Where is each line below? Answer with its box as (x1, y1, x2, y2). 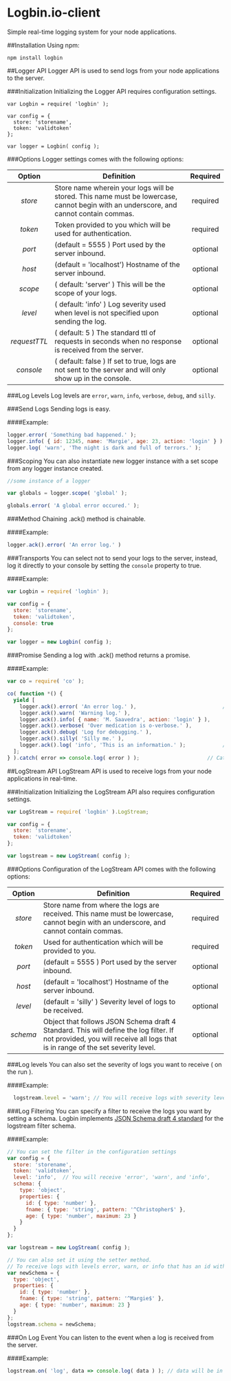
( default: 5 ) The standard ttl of (54, 328, 156, 337)
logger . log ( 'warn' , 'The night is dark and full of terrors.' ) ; (7, 444, 201, 451)
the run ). (7, 1068, 33, 1076)
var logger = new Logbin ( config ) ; (7, 638, 112, 646)
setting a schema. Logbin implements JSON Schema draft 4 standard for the (7, 1114, 224, 1122)
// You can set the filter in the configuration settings (7, 1148, 177, 1155)
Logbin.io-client (7, 5, 101, 21)
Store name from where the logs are (43, 900, 159, 910)
